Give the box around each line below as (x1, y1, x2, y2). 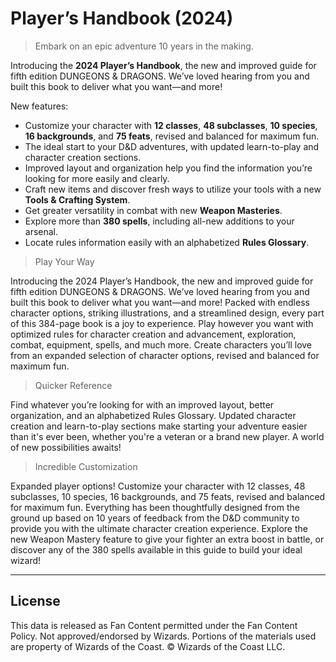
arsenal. (24, 225, 59, 237)
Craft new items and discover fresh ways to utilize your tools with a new (24, 183, 322, 195)
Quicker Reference (34, 379, 113, 391)
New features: (10, 100, 69, 112)
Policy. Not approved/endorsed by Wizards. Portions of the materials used (10, 630, 317, 642)
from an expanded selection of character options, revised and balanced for (10, 349, 320, 361)
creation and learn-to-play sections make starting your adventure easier (10, 420, 308, 432)
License (10, 593, 61, 610)
